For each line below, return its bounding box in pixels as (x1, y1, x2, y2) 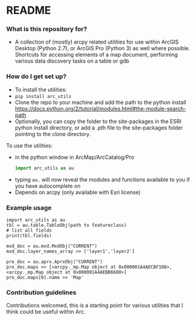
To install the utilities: (14, 86, 67, 93)
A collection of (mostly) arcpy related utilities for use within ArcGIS (14, 38, 179, 45)
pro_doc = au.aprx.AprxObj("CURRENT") (6, 259, 103, 264)
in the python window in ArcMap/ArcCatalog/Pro (14, 153, 134, 161)
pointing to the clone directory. (14, 130, 91, 137)
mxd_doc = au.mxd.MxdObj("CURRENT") (6, 243, 97, 249)
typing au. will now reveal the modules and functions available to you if (14, 176, 190, 183)
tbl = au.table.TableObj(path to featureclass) (6, 222, 127, 228)
